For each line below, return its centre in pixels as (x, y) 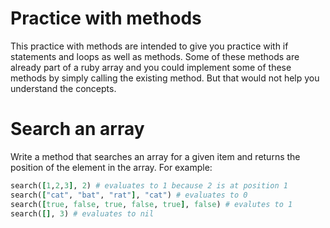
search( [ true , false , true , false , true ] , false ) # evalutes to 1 (151, 204)
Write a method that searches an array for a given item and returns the (155, 156)
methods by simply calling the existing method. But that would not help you (165, 78)
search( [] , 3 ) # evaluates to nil (82, 213)
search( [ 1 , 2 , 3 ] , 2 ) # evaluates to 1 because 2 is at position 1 (149, 185)
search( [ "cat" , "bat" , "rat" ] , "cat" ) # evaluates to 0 (129, 195)
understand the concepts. (63, 88)
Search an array (77, 129)
